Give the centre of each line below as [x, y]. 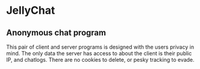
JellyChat [31, 10]
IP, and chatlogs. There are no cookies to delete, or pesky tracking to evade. [100, 60]
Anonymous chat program [56, 33]
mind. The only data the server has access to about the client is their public [99, 53]
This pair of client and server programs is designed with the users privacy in [100, 47]
